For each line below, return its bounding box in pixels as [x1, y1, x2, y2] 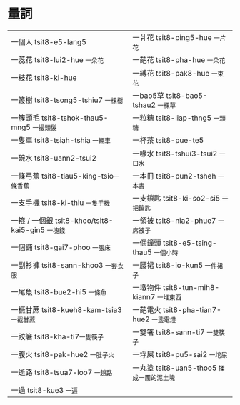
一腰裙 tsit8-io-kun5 [131, 260, 204, 270]
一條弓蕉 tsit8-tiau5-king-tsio [11, 171, 114, 181]
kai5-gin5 [11, 225, 45, 235]
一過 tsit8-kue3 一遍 [11, 385, 79, 395]
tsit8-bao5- [166, 90, 208, 100]
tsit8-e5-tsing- [163, 238, 217, 248]
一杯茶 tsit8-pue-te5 [131, 135, 204, 145]
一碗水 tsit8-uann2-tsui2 [11, 153, 97, 163]
